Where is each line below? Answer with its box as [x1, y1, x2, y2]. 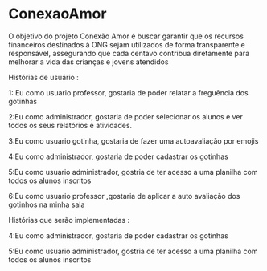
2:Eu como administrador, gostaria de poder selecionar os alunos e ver [8, 111, 244, 121]
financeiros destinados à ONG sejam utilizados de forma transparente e [8, 39, 245, 49]
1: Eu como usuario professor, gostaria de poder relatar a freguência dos [8, 87, 249, 97]
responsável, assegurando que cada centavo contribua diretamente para [8, 48, 250, 58]
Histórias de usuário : [8, 72, 79, 82]
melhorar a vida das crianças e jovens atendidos [8, 57, 169, 67]
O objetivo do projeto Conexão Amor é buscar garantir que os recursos [8, 31, 244, 41]
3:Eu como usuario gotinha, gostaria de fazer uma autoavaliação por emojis [8, 135, 259, 145]
